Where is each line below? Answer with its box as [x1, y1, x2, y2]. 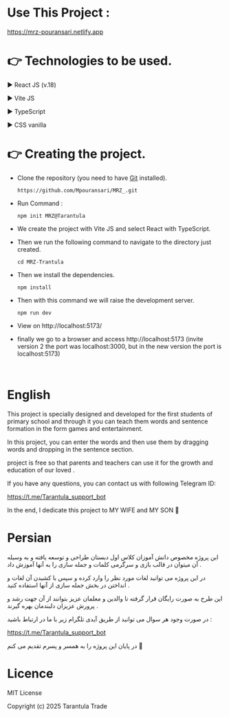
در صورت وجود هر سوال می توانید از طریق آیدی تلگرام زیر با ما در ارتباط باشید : [7, 615, 212, 623]
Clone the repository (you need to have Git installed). [17, 174, 167, 182]
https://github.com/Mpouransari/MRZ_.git [17, 187, 138, 194]
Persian [7, 529, 52, 545]
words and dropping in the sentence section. [7, 445, 134, 453]
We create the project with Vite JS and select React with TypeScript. [17, 224, 211, 232]
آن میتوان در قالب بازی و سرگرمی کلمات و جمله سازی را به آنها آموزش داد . [7, 560, 201, 568]
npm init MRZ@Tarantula [17, 212, 86, 219]
